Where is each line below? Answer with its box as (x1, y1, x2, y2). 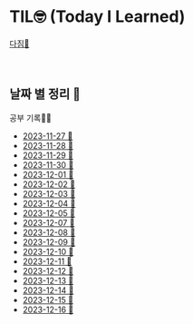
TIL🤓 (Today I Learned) (9, 6, 186, 27)
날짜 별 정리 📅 (9, 86, 82, 102)
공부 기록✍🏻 (9, 112, 52, 123)
